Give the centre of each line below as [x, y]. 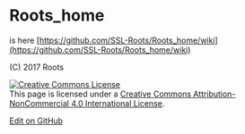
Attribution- [214, 94]
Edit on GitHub [36, 121]
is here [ [25, 40]
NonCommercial [39, 103]
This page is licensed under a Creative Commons [100, 94]
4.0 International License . [118, 103]
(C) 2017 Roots [37, 67]
